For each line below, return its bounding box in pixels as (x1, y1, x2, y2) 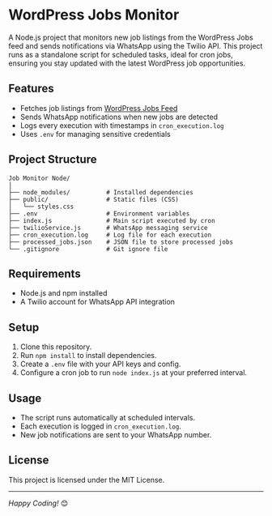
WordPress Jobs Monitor (8, 6, 180, 24)
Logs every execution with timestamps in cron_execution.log (19, 120, 224, 130)
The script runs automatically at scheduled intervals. (19, 413, 196, 422)
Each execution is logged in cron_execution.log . (19, 421, 182, 431)
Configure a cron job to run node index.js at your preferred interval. (19, 368, 248, 377)
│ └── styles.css (8, 203, 74, 211)
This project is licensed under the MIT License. (8, 475, 165, 484)
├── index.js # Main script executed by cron (8, 216, 216, 224)
